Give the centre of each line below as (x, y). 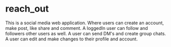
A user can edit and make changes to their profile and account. (71, 39)
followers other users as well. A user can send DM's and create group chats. (86, 33)
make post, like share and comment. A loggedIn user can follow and (77, 28)
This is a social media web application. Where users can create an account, (85, 23)
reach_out (27, 9)
